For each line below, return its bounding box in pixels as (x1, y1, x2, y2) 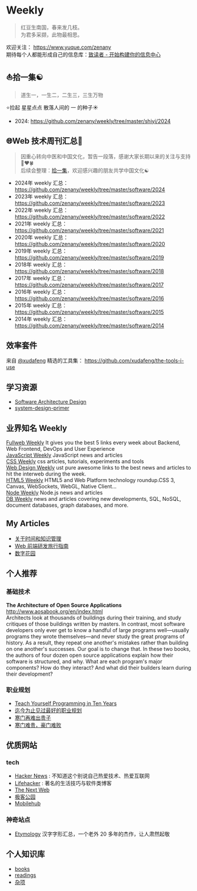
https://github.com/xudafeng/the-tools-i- (84, 357, 184, 364)
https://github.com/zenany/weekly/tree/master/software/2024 (14, 186, 166, 193)
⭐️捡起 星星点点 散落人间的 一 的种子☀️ (6, 104, 99, 111)
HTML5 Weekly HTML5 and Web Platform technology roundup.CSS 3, (6, 477, 175, 483)
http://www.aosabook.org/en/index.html (6, 607, 103, 615)
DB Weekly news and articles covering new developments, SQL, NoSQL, (6, 496, 181, 502)
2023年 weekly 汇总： (14, 192, 69, 200)
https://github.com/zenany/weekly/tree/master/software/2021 (14, 227, 164, 234)
